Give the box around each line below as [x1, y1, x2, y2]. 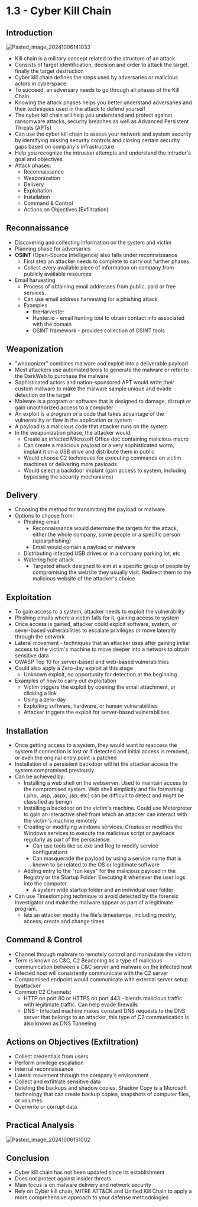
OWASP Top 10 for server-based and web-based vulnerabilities [14, 659, 170, 666]
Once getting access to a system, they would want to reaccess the [14, 741, 177, 749]
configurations [32, 849, 68, 856]
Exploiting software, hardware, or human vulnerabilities [23, 702, 158, 710]
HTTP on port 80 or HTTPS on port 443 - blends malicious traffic [23, 994, 183, 1001]
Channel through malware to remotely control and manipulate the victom [14, 951, 191, 958]
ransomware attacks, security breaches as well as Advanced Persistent [14, 118, 189, 125]
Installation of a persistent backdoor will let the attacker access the [14, 760, 178, 768]
